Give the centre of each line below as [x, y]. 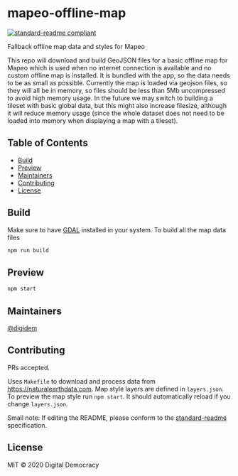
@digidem [22, 328]
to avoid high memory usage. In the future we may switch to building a [110, 98]
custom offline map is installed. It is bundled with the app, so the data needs [119, 75]
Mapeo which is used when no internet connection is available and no [109, 67]
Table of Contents [48, 143]
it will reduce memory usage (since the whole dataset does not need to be [116, 113]
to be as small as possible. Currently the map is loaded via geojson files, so [117, 82]
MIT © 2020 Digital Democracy [53, 465]
